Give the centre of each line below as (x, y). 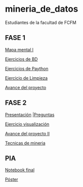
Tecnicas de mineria (25, 143)
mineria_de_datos (42, 9)
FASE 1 (15, 38)
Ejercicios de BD (21, 59)
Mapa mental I (19, 49)
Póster (12, 180)
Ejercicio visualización (27, 124)
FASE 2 (16, 103)
